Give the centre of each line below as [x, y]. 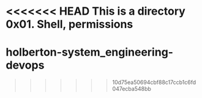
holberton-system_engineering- [90, 52]
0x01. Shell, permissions [69, 24]
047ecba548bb [132, 89]
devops [25, 65]
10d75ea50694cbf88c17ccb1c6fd [154, 82]
